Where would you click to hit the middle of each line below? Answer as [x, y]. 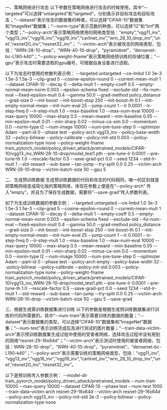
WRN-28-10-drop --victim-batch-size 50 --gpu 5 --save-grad [69, 299]
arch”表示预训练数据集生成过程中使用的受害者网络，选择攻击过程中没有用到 [83, 334]
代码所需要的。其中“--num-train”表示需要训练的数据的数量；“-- [79, 315]
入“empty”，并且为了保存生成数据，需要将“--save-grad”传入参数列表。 [78, 192]
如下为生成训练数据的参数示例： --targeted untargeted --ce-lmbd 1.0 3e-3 [82, 203]
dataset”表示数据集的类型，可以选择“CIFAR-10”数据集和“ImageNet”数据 [79, 322]
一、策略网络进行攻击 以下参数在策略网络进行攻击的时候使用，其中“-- [77, 7]
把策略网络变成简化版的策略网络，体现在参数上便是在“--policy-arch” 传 [78, 186]
